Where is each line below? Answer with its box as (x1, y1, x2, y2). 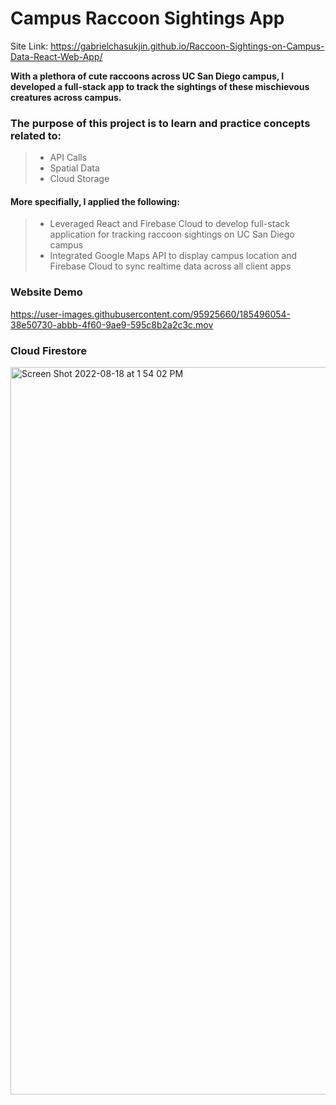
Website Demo (10, 285, 83, 299)
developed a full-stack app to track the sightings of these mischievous (10, 80, 310, 92)
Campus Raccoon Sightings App (10, 7, 285, 30)
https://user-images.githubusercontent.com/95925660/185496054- (10, 308, 292, 320)
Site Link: (10, 40, 49, 52)
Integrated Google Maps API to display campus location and (49, 250, 298, 262)
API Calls (49, 152, 88, 164)
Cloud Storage (49, 173, 110, 185)
